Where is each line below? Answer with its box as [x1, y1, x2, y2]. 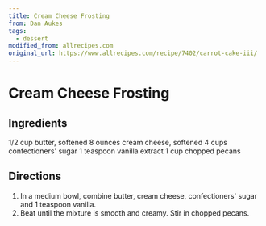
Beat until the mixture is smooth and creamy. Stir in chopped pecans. [19, 207, 250, 218]
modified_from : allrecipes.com [8, 42, 114, 50]
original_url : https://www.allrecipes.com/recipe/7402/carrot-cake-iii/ [8, 49, 258, 57]
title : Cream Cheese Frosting [8, 11, 110, 20]
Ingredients [8, 116, 68, 130]
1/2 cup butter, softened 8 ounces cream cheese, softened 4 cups [8, 138, 228, 147]
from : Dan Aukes [8, 19, 63, 27]
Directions [8, 169, 62, 183]
